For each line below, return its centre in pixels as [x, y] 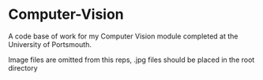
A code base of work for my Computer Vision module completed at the [123, 36]
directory [23, 67]
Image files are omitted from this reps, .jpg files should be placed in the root [131, 60]
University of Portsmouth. [50, 44]
